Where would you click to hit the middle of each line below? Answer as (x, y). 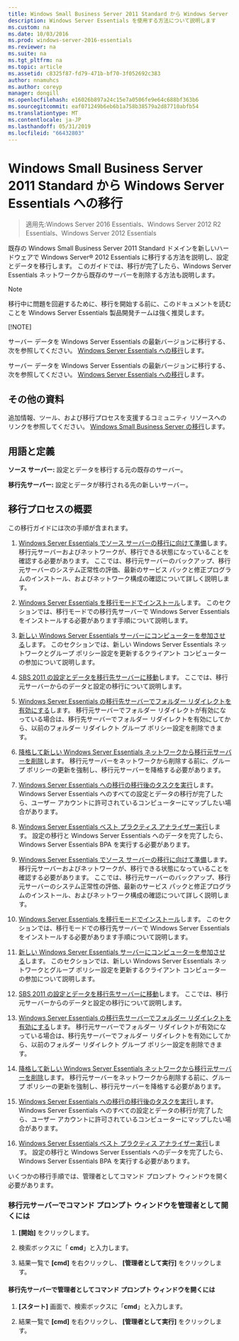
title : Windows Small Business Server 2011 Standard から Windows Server (118, 14)
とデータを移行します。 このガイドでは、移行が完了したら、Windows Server (120, 266)
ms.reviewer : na (32, 47)
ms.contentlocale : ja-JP (45, 120)
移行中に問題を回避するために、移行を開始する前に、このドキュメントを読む (120, 304)
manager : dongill (34, 93)
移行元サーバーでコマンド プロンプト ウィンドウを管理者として (115, 1205)
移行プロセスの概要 (50, 509)
